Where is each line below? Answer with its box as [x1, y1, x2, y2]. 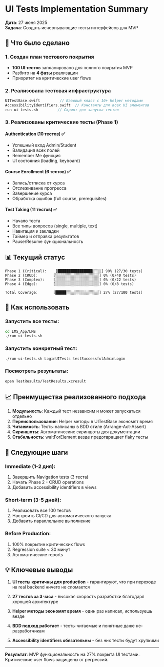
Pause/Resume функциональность [12, 239, 83, 244]
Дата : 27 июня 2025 [5, 20, 47, 25]
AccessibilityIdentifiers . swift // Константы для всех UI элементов [5, 102, 150, 108]
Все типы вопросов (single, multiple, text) [12, 223, 98, 229]
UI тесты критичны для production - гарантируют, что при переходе [12, 579, 156, 585]
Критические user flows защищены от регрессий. [5, 656, 109, 662]
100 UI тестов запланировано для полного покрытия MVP [12, 64, 133, 70]
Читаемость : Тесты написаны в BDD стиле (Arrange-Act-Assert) [12, 424, 146, 430]
